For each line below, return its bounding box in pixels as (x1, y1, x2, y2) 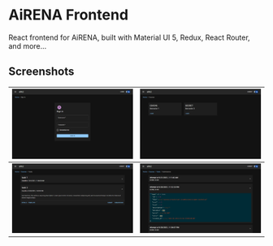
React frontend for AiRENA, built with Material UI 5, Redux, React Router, (8, 32, 250, 42)
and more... (8, 41, 47, 50)
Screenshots (8, 65, 75, 79)
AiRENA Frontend (8, 6, 128, 24)
